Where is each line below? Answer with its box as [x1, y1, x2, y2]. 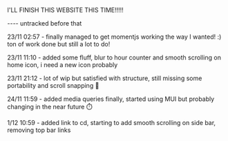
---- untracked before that [7, 19, 82, 27]
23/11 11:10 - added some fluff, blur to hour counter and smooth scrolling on [7, 53, 221, 62]
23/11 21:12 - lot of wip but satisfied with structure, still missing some [7, 74, 202, 82]
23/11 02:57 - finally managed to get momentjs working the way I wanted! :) [7, 32, 222, 41]
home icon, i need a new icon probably [7, 61, 118, 68]
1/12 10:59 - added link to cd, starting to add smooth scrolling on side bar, [7, 119, 216, 126]
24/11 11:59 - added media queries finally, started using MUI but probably [7, 95, 215, 103]
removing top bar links [7, 126, 71, 134]
